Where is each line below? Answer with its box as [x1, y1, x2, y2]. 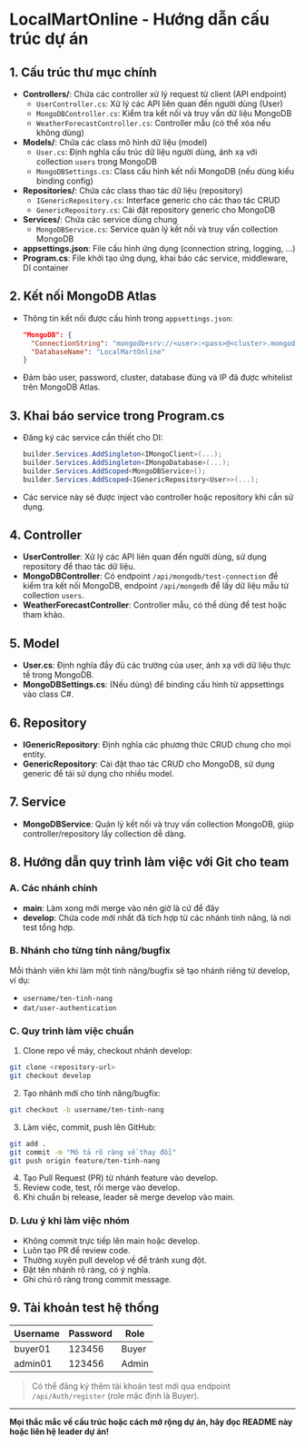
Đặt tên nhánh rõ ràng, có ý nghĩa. [22, 1263, 152, 1275]
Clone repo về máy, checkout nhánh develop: [22, 1045, 192, 1056]
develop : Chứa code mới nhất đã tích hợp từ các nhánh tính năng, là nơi [22, 912, 291, 923]
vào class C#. [22, 688, 74, 699]
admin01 [14, 1357, 53, 1370]
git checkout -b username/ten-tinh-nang [9, 1104, 165, 1114]
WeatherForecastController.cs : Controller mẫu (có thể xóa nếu [35, 118, 271, 128]
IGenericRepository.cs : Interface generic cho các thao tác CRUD [35, 195, 280, 205]
